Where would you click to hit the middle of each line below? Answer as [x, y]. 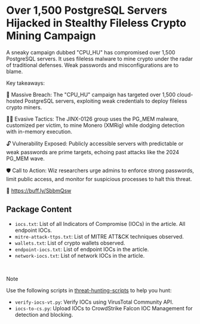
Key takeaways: [25, 83]
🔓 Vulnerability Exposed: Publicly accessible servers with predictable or [95, 143]
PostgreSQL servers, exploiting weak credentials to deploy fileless [106, 101]
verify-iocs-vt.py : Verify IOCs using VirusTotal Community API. [94, 302]
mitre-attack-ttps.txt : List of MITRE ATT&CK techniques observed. [99, 236]
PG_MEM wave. [25, 158]
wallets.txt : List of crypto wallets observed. [70, 243]
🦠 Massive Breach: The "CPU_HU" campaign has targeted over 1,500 [91, 94]
